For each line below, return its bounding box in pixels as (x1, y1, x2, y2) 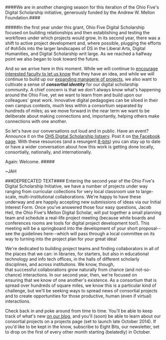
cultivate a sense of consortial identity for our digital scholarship (5, 81, 139, 87)
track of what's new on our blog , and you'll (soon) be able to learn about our (5, 313, 161, 319)
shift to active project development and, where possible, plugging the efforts (5, 40, 162, 46)
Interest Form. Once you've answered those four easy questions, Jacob (5, 204, 152, 210)
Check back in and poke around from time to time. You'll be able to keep (5, 308, 153, 314)
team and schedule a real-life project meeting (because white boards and (5, 215, 155, 220)
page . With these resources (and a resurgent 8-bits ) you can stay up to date (5, 138, 161, 144)
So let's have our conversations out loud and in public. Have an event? (5, 128, 149, 134)
